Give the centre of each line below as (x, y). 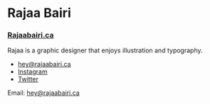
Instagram (32, 71)
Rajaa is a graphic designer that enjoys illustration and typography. (105, 50)
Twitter (28, 79)
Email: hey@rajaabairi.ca (43, 93)
